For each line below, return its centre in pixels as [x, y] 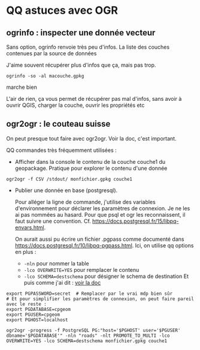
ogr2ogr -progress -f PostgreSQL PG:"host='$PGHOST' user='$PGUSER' [93, 330]
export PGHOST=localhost [37, 320]
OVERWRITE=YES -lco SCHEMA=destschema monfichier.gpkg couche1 [87, 341]
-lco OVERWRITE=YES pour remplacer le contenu [81, 270]
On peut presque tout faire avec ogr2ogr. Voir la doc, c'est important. [91, 138]
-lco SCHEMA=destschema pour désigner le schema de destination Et [106, 276]
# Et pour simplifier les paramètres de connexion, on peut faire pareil [100, 299]
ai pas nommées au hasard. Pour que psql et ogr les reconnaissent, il [100, 214]
